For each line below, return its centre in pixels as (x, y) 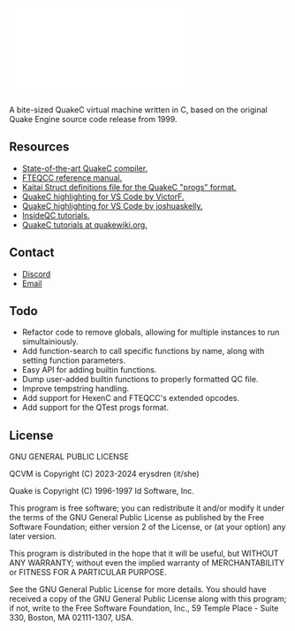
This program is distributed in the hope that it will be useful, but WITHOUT (144, 554)
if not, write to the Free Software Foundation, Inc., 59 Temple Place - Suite (144, 608)
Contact (32, 253)
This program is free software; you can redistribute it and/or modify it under (147, 508)
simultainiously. (50, 342)
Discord (36, 273)
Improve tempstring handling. (76, 389)
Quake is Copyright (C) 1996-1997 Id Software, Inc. (102, 491)
